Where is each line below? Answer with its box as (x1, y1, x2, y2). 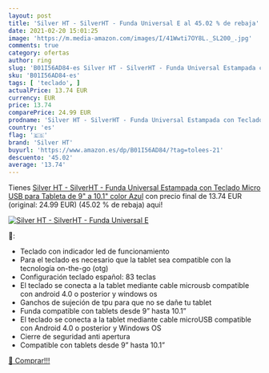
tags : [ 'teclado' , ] (8, 79, 81, 87)
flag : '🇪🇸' (8, 131, 48, 139)
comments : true (8, 42, 59, 50)
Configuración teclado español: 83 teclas (19, 272, 156, 282)
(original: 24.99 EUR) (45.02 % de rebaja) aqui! (8, 200, 163, 209)
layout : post (8, 11, 52, 20)
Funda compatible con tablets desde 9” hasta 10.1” (19, 306, 187, 316)
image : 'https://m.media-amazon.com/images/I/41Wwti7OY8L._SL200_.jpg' (8, 34, 252, 43)
